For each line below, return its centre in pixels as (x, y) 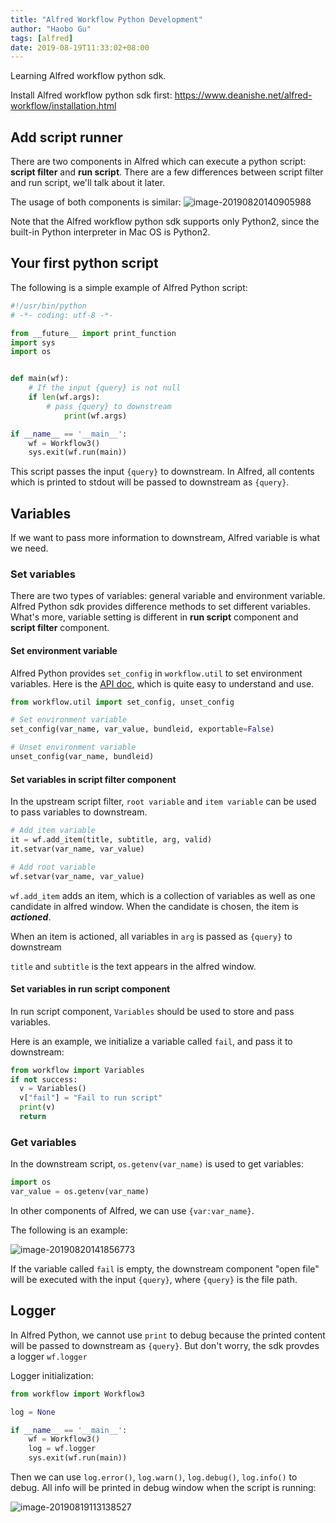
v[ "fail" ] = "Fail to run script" (91, 1098)
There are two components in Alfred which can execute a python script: (158, 162)
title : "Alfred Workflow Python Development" (106, 19)
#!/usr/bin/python (48, 306)
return (33, 1117)
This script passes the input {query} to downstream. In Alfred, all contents (162, 472)
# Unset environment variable (73, 747)
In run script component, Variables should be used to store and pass (152, 1011)
